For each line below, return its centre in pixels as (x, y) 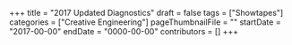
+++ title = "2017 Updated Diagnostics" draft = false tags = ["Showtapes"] (146, 13)
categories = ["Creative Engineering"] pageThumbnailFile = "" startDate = (145, 22)
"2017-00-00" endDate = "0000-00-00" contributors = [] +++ (124, 31)
